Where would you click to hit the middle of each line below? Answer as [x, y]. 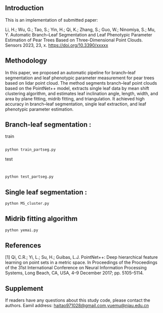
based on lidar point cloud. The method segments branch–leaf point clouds [81, 83]
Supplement [24, 288]
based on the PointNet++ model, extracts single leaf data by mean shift [77, 88]
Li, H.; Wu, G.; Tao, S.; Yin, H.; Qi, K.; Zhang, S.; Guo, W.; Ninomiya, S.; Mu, [80, 30]
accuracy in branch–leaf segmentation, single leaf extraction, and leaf [76, 104]
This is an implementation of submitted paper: [52, 20]
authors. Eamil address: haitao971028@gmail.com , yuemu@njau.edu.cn [77, 306]
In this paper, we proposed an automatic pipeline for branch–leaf [70, 72]
